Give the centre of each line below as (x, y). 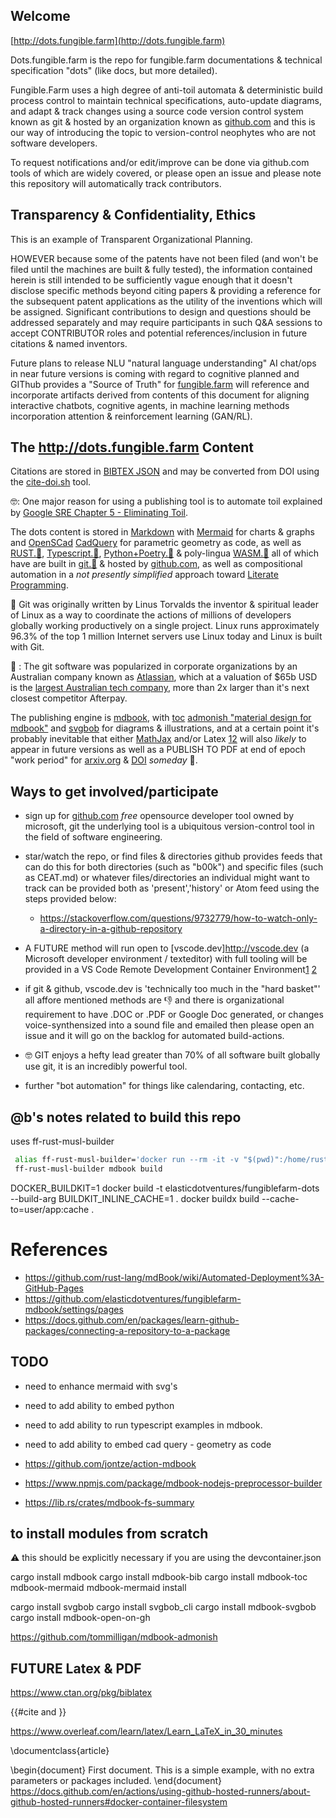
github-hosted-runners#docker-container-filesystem (119, 1802)
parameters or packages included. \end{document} (116, 1781)
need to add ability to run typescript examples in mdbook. (143, 1425)
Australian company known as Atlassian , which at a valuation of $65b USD (164, 677)
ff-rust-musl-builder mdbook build (88, 1169)
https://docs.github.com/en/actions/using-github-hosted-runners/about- (160, 1791)
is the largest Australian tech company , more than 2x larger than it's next (160, 688)
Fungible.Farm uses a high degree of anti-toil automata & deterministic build (166, 90)
